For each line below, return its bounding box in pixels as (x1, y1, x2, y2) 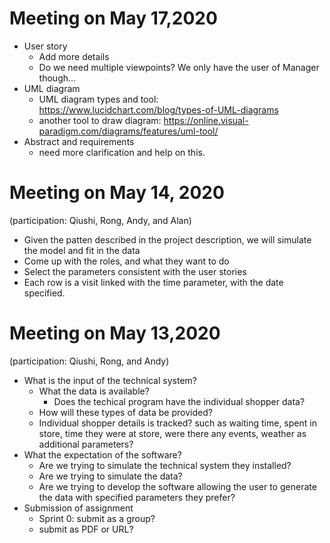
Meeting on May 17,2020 (9, 7, 218, 30)
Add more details (38, 50, 110, 62)
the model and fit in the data (23, 244, 141, 256)
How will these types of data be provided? (38, 406, 213, 418)
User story (23, 40, 68, 52)
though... (38, 72, 77, 84)
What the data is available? (38, 385, 150, 397)
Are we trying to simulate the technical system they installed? (38, 459, 292, 471)
